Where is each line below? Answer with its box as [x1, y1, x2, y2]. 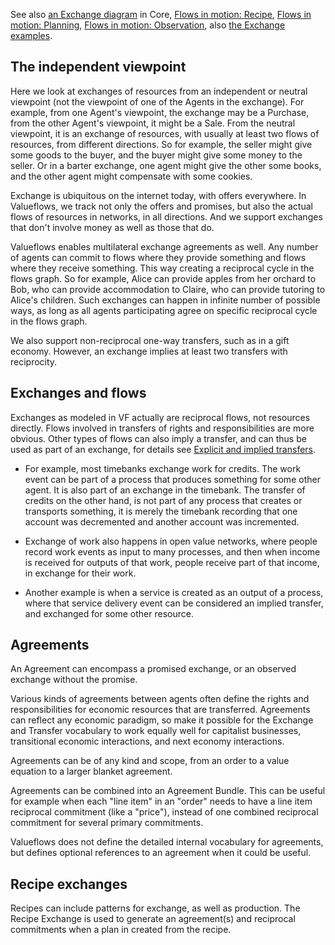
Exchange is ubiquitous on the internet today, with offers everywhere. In [10, 189, 307, 201]
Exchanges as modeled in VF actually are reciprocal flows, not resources [10, 411, 311, 423]
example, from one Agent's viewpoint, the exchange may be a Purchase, [10, 106, 310, 118]
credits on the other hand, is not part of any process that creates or [24, 494, 303, 506]
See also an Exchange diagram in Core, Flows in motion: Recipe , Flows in [10, 9, 312, 20]
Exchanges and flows [10, 385, 147, 402]
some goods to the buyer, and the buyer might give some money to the [10, 149, 303, 161]
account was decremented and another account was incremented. [24, 515, 300, 528]
